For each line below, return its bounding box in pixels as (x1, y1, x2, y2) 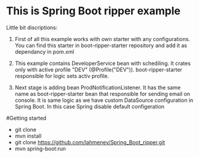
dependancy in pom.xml (14, 48, 74, 55)
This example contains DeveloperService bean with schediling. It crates (14, 60, 191, 67)
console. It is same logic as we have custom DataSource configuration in (14, 97, 194, 104)
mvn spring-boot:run (14, 145, 66, 152)
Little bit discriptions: (6, 24, 58, 31)
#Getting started (6, 114, 46, 122)
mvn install (14, 132, 42, 140)
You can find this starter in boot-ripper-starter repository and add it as (14, 42, 188, 49)
